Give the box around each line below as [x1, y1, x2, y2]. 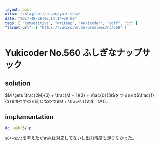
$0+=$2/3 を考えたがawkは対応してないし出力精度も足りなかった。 [5, 135, 137, 141]
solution [5, 79, 31, 87]
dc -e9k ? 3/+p [5, 125, 32, 130]
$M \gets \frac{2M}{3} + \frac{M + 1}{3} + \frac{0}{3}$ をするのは [5, 92, 137, 98]
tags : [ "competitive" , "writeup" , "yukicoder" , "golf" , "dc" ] [5, 20, 138, 26]
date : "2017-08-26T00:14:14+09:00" [5, 16, 77, 21]
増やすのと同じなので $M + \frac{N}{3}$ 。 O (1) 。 [14, 99, 111, 104]
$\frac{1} [136, 92, 154, 98]
